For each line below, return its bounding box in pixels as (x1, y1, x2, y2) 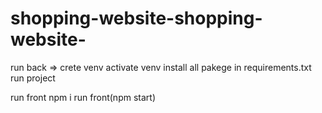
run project (10, 72, 56, 84)
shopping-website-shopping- (10, 7, 263, 30)
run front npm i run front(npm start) (10, 91, 156, 103)
